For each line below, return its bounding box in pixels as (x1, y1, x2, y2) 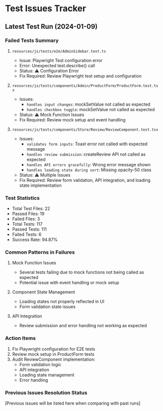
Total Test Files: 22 (12, 206, 50, 212)
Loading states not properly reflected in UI (19, 298, 105, 305)
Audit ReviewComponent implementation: (12, 356, 96, 362)
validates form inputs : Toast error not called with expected (26, 141, 147, 147)
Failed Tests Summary (5, 37, 59, 44)
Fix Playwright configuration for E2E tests (12, 346, 95, 352)
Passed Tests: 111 (12, 226, 47, 232)
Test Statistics (5, 195, 40, 201)
